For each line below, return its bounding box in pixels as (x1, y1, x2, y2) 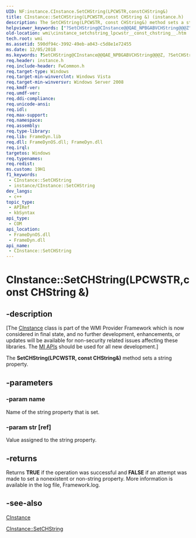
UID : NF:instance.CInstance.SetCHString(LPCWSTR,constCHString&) (6, 8, 168, 15)
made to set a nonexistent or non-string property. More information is (6, 475, 173, 482)
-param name (6, 395, 45, 403)
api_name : (6, 242, 30, 249)
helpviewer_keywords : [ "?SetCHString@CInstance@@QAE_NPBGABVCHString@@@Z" (6, 25, 192, 31)
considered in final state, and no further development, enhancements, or (6, 331, 181, 338)
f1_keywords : (6, 172, 38, 178)
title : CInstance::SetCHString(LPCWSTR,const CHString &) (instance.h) (6, 14, 184, 20)
